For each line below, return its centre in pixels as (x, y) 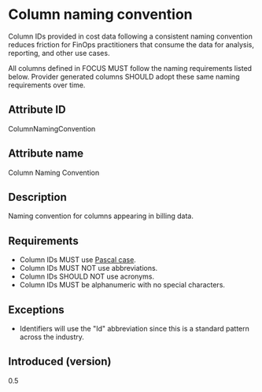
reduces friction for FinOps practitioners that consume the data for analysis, (131, 44)
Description (37, 197)
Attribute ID (37, 110)
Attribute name (46, 154)
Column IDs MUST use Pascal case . (77, 260)
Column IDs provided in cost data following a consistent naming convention (131, 36)
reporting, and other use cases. (59, 53)
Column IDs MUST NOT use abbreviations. (89, 268)
